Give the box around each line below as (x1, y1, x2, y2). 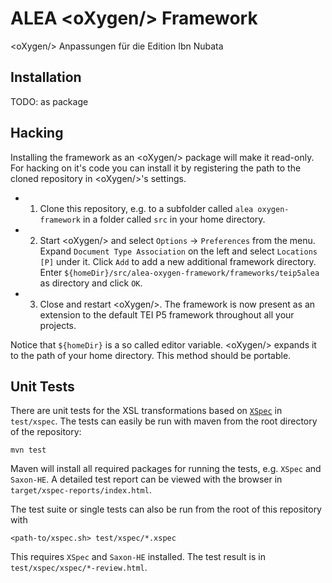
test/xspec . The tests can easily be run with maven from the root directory (10, 415, 318, 427)
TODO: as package (10, 95, 89, 107)
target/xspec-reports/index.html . (10, 484, 152, 496)
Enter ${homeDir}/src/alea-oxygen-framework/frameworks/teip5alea (39, 266, 320, 278)
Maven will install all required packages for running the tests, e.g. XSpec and (10, 463, 322, 475)
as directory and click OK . (39, 277, 143, 289)
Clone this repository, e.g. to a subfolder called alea (39, 202, 254, 214)
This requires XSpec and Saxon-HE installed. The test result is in (10, 551, 266, 563)
